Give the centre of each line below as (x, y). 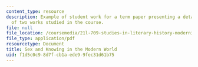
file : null (19, 28)
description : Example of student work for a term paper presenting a (93, 17)
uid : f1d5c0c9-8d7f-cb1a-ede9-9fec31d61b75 (60, 55)
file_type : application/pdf (41, 38)
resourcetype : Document (35, 44)
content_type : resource (35, 11)
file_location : (25, 33)
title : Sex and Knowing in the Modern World (62, 50)
